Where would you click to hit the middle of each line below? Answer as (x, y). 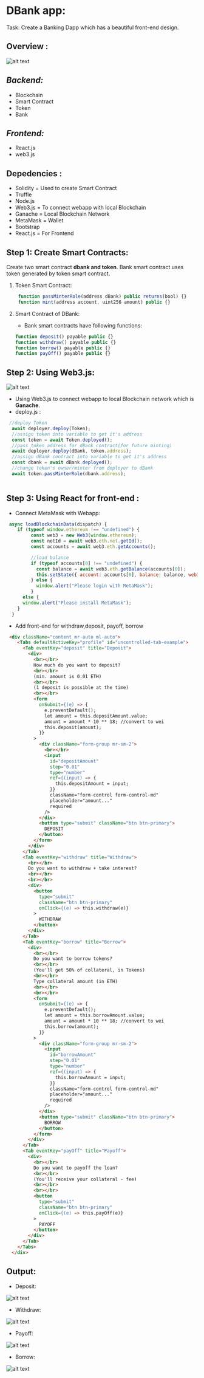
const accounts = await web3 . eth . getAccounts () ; (93, 547)
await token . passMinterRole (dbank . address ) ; (69, 474)
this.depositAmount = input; (92, 784)
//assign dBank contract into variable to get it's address (89, 457)
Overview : (27, 46)
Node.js (25, 201)
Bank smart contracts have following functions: (83, 325)
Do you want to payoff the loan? (76, 1168)
